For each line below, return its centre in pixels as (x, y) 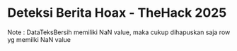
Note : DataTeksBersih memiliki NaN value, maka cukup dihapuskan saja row (119, 32)
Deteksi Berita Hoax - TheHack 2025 (117, 13)
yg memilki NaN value (39, 39)
